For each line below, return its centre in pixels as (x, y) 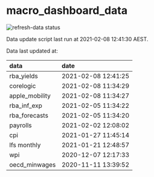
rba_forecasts (29, 115)
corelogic (23, 85)
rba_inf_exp (26, 105)
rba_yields (24, 76)
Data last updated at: (32, 51)
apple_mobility (30, 96)
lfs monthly (25, 145)
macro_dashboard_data (67, 11)
